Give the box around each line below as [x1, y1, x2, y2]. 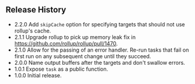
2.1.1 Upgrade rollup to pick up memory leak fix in [14, 33, 136, 41]
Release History [5, 5, 67, 15]
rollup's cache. [14, 27, 52, 34]
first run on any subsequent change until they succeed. [14, 52, 151, 59]
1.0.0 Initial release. [14, 71, 62, 79]
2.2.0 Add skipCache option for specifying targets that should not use [14, 20, 185, 28]
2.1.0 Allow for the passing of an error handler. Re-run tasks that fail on [14, 46, 190, 53]
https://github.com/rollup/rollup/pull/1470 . [14, 40, 118, 47]
